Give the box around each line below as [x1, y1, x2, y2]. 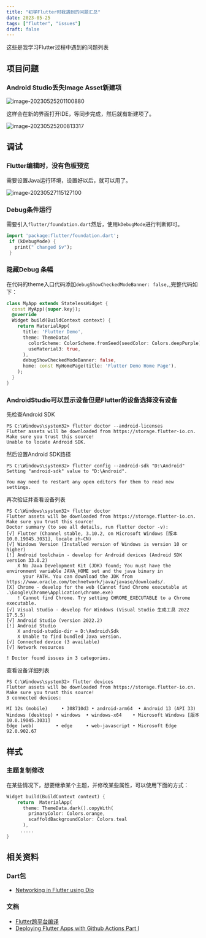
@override [12, 312, 37, 318]
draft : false [6, 26, 40, 32]
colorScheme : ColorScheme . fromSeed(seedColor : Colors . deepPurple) [28, 340, 202, 346]
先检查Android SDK [6, 411, 55, 418]
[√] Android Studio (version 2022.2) [6, 618, 103, 624]
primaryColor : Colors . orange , [28, 811, 105, 817]
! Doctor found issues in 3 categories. [6, 655, 112, 662]
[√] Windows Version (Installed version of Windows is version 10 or [6, 542, 188, 548]
